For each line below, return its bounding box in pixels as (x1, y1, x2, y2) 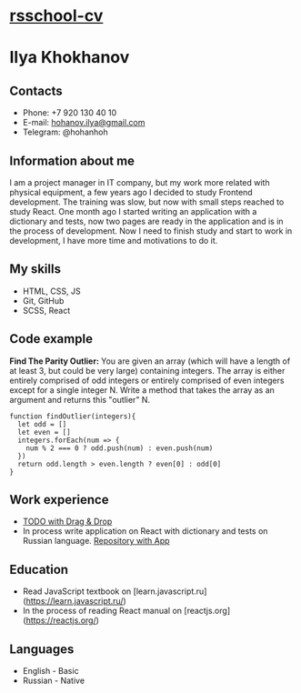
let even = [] (17, 427, 71, 437)
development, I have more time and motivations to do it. (9, 236, 218, 246)
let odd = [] (17, 419, 67, 428)
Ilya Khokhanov (9, 47, 130, 68)
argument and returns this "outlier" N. (9, 394, 151, 405)
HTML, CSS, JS (22, 286, 81, 296)
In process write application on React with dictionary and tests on (22, 526, 268, 537)
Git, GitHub (22, 295, 65, 306)
